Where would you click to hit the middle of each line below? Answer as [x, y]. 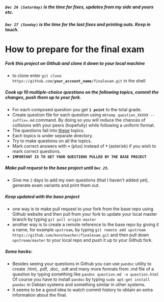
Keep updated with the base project [42, 197]
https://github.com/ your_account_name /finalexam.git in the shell [79, 81]
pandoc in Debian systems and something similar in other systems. [79, 285]
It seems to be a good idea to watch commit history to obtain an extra [82, 290]
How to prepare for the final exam [75, 50]
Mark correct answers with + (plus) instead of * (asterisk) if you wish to [84, 146]
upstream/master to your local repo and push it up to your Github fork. [82, 240]
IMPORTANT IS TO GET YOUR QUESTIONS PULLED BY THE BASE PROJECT [79, 157]
